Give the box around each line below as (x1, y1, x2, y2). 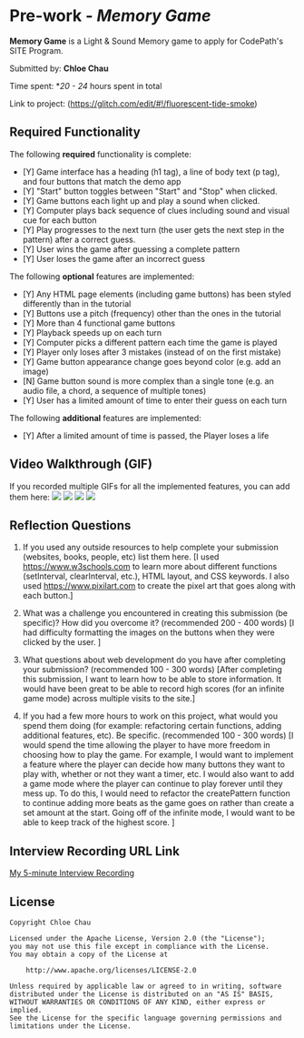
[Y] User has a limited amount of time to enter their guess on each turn (22, 395, 288, 406)
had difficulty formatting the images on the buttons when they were (22, 627, 275, 638)
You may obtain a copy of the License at (9, 950, 169, 959)
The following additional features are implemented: (9, 412, 201, 423)
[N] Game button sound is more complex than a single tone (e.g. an (22, 375, 274, 387)
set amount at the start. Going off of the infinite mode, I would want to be (22, 807, 296, 819)
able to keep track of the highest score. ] (22, 817, 175, 828)
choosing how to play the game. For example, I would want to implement (22, 750, 294, 761)
